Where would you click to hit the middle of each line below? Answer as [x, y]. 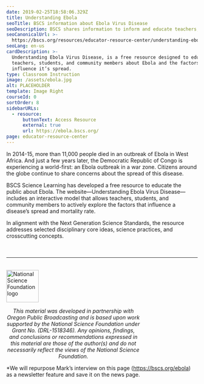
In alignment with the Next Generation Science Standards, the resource [95, 222]
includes [17, 198]
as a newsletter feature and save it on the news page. [73, 374]
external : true [42, 126]
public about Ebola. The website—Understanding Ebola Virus [83, 191]
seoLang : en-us [25, 46]
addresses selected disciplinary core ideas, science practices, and [90, 229]
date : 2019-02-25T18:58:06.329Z [47, 12]
